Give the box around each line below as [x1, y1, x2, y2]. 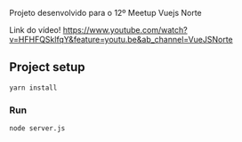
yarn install [9, 83, 58, 92]
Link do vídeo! [9, 25, 61, 35]
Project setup [9, 59, 86, 75]
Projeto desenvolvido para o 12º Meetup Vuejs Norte [9, 8, 202, 18]
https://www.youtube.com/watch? [62, 25, 189, 35]
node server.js [9, 124, 66, 133]
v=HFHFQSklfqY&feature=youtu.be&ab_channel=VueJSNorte [9, 35, 233, 44]
